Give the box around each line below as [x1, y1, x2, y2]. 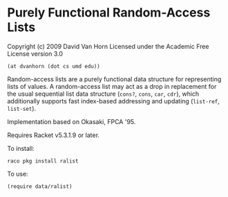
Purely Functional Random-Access [7, 5, 211, 21]
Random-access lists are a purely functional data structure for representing [7, 74, 222, 83]
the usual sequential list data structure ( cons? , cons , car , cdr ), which [7, 90, 200, 98]
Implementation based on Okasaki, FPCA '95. [7, 117, 136, 125]
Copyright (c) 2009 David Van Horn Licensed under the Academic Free [7, 42, 209, 50]
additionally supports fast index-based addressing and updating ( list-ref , [7, 96, 220, 105]
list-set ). [7, 104, 37, 112]
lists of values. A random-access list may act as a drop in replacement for [7, 82, 217, 90]
